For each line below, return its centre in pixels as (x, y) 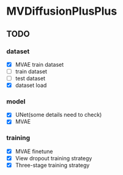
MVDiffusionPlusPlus (62, 11)
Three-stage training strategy (52, 165)
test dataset (30, 78)
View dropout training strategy (54, 158)
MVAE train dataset (39, 64)
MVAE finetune (34, 151)
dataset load (31, 85)
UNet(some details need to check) (58, 115)
